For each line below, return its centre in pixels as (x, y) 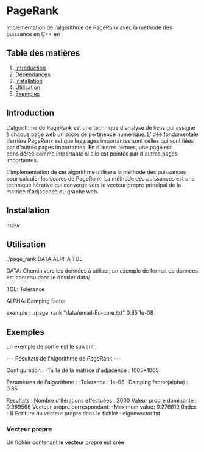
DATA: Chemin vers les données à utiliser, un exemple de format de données (102, 271)
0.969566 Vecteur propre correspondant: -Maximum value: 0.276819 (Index (101, 407)
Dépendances (33, 74)
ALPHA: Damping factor (36, 301)
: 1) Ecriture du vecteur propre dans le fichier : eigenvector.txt (83, 413)
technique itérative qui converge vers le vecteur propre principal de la (94, 185)
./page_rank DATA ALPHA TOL (44, 259)
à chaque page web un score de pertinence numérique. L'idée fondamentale (102, 134)
